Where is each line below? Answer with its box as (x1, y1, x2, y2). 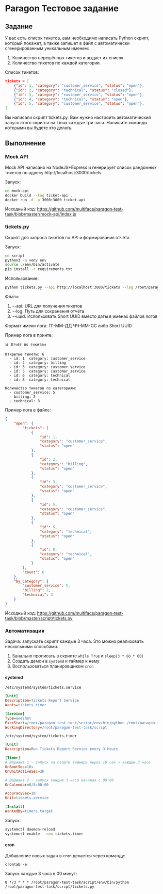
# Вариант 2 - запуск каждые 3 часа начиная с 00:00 (5, 778, 114, 782)
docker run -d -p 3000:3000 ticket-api (5, 197, 86, 202)
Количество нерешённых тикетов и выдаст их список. (12, 55, 125, 61)
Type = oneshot (5, 716, 32, 721)
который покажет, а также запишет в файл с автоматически (5, 40, 130, 46)
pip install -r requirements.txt (5, 267, 73, 272)
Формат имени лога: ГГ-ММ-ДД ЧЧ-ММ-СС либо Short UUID (5, 323, 132, 329)
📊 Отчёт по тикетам (5, 342, 46, 347)
